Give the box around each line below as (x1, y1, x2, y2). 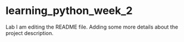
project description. (5, 29, 54, 36)
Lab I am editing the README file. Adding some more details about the (5, 23, 179, 30)
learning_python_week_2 (5, 4, 133, 17)
